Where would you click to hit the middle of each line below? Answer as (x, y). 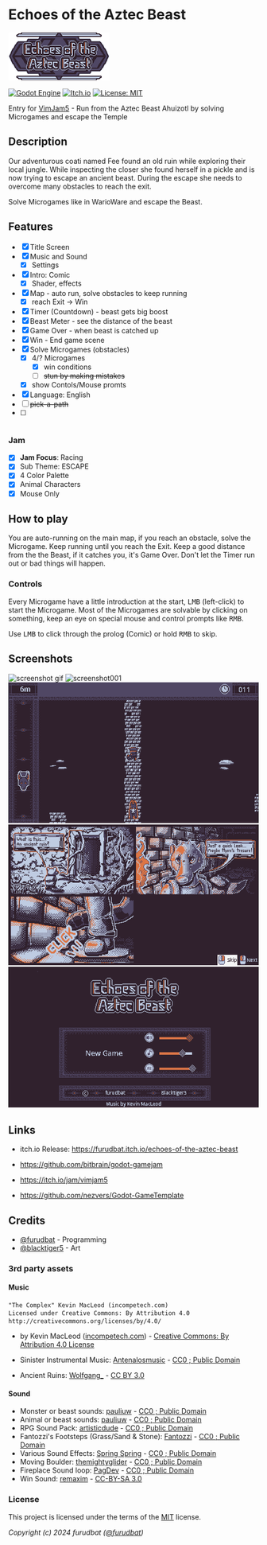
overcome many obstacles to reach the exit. (80, 186)
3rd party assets (41, 1268)
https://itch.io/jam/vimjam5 (64, 1180)
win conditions (68, 367)
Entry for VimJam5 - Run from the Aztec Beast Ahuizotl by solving (116, 108)
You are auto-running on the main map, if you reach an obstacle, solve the (130, 538)
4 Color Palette (44, 476)
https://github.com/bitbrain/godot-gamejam (91, 1165)
